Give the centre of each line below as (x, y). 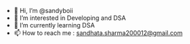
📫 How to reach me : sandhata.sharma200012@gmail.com (98, 33)
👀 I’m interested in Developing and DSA (70, 18)
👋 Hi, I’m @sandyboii (43, 11)
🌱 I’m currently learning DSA (54, 25)
